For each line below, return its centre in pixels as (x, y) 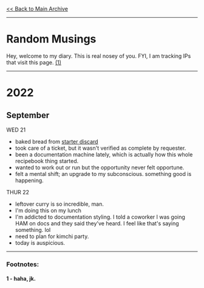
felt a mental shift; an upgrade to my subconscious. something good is (103, 174)
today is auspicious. (40, 242)
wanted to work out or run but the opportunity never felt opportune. (100, 167)
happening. (29, 180)
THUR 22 (18, 192)
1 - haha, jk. (21, 279)
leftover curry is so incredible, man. (59, 204)
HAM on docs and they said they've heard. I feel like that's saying (97, 223)
